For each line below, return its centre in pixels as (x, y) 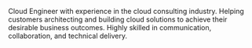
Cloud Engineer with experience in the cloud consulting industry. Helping (126, 11)
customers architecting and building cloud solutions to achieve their (118, 19)
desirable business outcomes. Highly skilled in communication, (110, 27)
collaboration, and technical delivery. (68, 36)
